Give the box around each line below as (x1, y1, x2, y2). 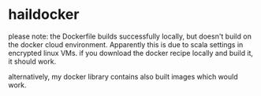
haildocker (8, 6, 80, 24)
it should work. (8, 57, 57, 66)
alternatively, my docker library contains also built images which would (8, 72, 238, 81)
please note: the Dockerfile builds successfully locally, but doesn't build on (8, 31, 252, 41)
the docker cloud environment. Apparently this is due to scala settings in (8, 39, 244, 49)
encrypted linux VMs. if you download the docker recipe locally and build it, (8, 48, 254, 57)
